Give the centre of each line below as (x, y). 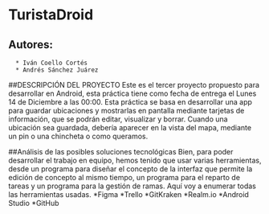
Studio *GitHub (34, 203)
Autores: (31, 45)
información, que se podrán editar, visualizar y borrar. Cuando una (118, 119)
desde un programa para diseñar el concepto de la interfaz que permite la (130, 169)
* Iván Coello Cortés (52, 63)
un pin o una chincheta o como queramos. (78, 136)
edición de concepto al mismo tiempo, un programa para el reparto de (124, 177)
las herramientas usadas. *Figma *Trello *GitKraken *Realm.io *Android (128, 194)
